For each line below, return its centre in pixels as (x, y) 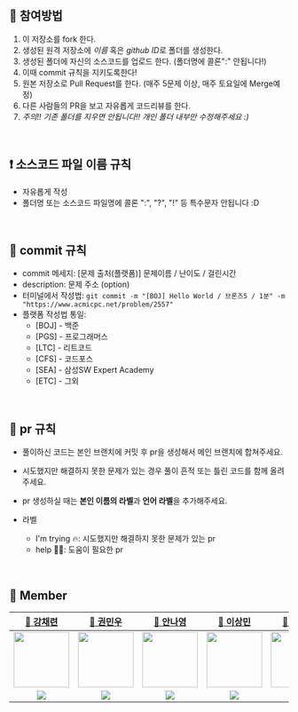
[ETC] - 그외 (57, 381)
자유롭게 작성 (45, 191)
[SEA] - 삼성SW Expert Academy (94, 370)
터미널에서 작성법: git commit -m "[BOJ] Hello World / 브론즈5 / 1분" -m (153, 296)
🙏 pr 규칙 (33, 429)
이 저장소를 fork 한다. (59, 39)
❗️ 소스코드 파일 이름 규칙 (70, 165)
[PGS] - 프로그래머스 (71, 336)
